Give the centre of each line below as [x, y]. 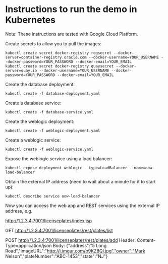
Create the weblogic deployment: [40, 121]
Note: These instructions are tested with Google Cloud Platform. [72, 34]
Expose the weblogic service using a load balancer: [59, 158]
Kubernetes [31, 20]
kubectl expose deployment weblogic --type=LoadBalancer [66, 168]
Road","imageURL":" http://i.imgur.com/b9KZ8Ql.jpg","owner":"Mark [75, 251]
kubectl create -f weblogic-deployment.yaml [53, 130]
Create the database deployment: [40, 84]
